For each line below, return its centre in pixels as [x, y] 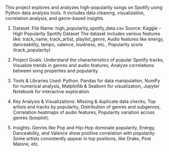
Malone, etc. [26, 144]
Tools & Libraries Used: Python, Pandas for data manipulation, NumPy [86, 81]
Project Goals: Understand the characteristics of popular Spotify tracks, [88, 60]
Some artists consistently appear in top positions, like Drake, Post [82, 138]
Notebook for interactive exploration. [51, 91]
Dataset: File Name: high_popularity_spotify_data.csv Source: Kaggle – [87, 28]
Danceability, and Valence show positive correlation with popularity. [84, 133]
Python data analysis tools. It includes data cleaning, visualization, [75, 13]
